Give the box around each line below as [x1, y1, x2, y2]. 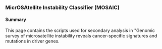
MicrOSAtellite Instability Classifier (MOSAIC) [5, 4, 120, 11]
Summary [5, 16, 26, 22]
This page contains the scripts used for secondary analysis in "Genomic [5, 27, 155, 33]
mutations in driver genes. [5, 38, 60, 44]
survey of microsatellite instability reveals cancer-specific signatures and [5, 33, 157, 39]
